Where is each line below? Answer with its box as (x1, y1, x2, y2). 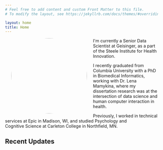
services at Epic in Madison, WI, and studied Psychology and (5, 118, 127, 124)
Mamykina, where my (93, 83, 136, 89)
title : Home (5, 25, 29, 29)
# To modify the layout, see (5, 12, 64, 16)
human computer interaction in (93, 98, 154, 104)
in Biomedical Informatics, (93, 73, 145, 79)
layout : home (5, 20, 32, 25)
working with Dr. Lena (93, 78, 137, 84)
